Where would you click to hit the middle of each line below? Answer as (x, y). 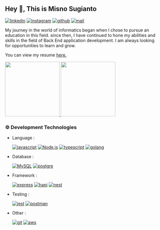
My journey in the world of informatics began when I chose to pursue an (77, 30)
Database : (23, 157)
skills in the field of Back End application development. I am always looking (80, 40)
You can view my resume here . (36, 55)
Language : (23, 138)
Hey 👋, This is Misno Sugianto (51, 9)
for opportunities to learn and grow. (40, 45)
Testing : (21, 194)
